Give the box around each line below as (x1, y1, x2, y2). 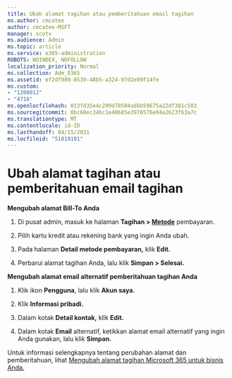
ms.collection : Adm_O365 (7, 69, 80, 76)
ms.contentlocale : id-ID (7, 122, 80, 129)
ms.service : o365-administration (7, 50, 106, 57)
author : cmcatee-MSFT (7, 23, 71, 30)
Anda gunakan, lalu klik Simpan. (17, 335, 112, 343)
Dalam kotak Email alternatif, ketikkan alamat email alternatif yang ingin (17, 327, 225, 336)
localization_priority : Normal (7, 63, 99, 70)
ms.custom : (7, 83, 39, 90)
